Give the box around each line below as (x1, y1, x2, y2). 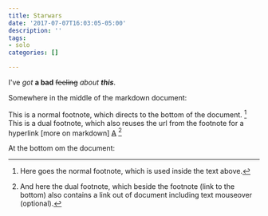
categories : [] (8, 49, 59, 57)
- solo (8, 41, 30, 49)
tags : (8, 33, 26, 42)
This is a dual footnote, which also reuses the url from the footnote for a (8, 118, 245, 128)
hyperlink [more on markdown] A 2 (8, 127, 122, 138)
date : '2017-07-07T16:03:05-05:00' (8, 19, 127, 27)
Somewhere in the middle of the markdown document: (8, 93, 187, 102)
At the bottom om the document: (8, 143, 116, 153)
